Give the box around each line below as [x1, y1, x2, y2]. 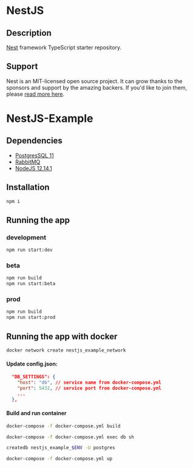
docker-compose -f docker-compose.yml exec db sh [6, 434, 135, 440]
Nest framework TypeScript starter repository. [6, 44, 122, 51]
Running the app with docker [6, 331, 118, 341]
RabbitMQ [15, 158, 41, 165]
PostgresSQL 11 [15, 152, 54, 159]
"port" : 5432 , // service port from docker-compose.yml [17, 385, 162, 391]
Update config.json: [6, 360, 58, 367]
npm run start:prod [6, 315, 56, 321]
